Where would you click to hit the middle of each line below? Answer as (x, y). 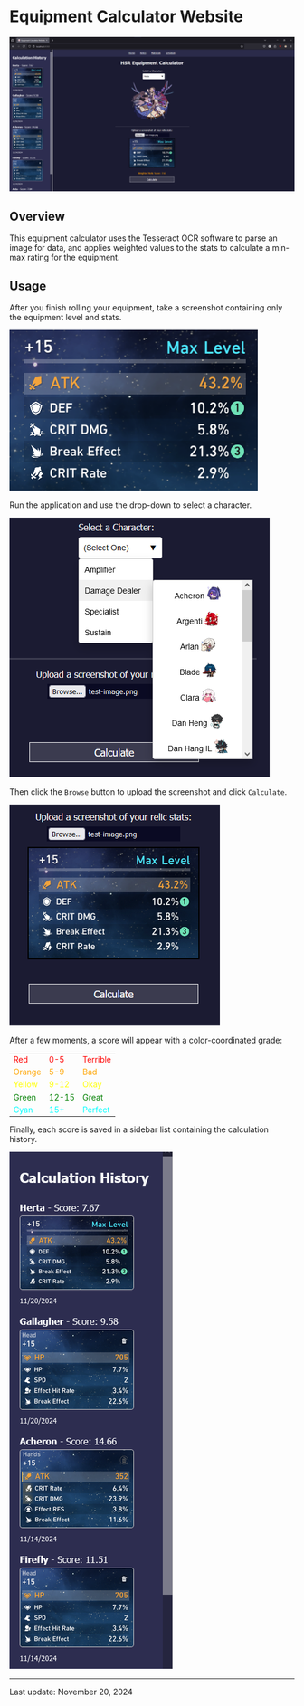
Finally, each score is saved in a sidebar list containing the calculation (139, 1129)
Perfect (96, 1110)
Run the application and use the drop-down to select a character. (131, 505)
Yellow (25, 1084)
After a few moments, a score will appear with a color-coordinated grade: (146, 1040)
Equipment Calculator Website (127, 17)
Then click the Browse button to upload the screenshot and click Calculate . (148, 792)
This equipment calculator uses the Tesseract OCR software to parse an (143, 238)
